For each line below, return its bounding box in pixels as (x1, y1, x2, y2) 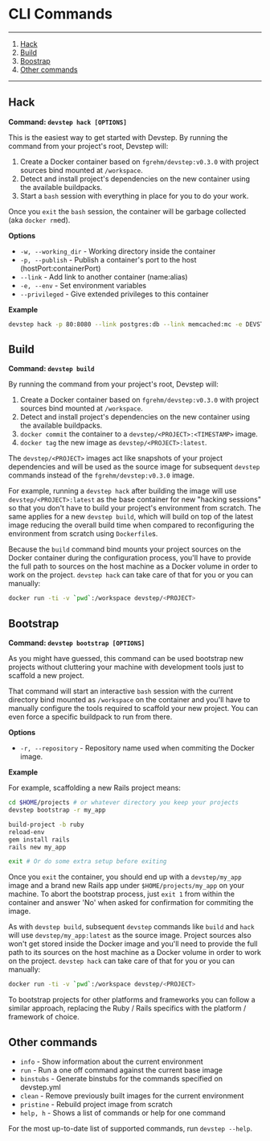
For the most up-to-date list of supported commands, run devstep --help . (8, 1123, 253, 1133)
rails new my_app (8, 843, 67, 851)
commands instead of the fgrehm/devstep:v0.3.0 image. (8, 470, 195, 480)
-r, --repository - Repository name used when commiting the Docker (19, 743, 255, 753)
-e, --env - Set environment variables (19, 280, 147, 290)
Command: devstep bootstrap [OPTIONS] (8, 638, 145, 648)
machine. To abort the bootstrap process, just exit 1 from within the (8, 889, 235, 899)
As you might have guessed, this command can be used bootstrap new (8, 654, 243, 664)
